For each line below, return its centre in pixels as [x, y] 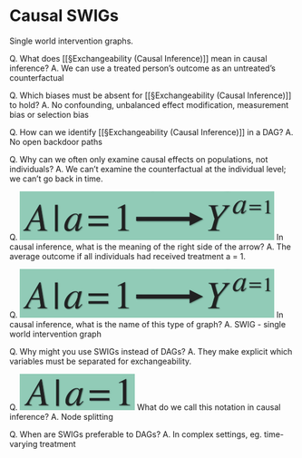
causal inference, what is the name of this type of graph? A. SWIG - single [148, 324]
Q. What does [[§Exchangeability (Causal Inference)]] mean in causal [138, 58]
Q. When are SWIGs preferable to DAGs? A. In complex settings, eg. [136, 434]
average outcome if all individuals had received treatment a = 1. [128, 256]
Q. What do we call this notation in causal [145, 407]
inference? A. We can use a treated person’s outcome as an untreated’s [143, 68]
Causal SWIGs [64, 16]
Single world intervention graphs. [72, 41]
